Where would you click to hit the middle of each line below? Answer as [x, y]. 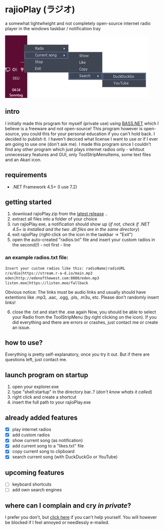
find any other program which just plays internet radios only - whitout [75, 149]
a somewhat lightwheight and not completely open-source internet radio [78, 23]
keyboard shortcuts [32, 484]
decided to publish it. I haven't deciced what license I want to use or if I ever [82, 139]
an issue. [21, 327]
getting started [28, 202]
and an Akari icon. [23, 160]
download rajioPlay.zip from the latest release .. [60, 214]
